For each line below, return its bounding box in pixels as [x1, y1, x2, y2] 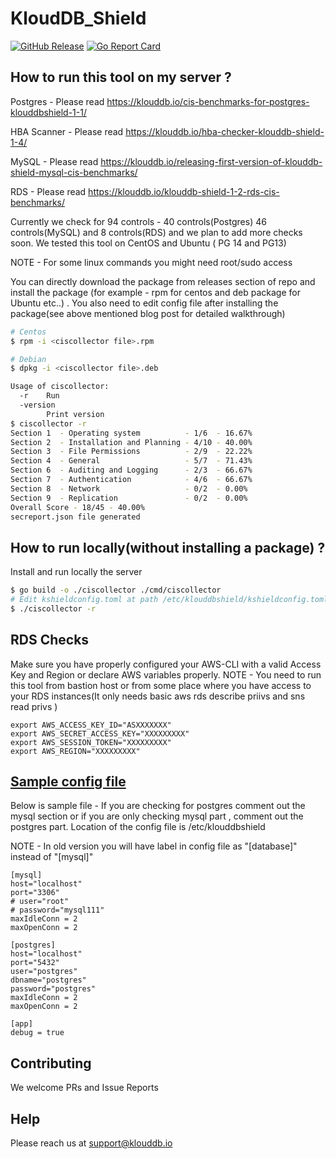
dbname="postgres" [10, 975, 87, 986]
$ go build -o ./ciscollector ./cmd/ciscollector [10, 585, 222, 596]
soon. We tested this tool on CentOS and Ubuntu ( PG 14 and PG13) [10, 237, 287, 249]
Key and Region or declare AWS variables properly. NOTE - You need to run [10, 668, 322, 681]
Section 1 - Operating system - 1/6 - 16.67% [10, 428, 253, 438]
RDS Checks [10, 632, 90, 649]
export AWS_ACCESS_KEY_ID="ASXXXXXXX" [10, 720, 172, 730]
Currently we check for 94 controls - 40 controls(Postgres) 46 [10, 215, 267, 227]
